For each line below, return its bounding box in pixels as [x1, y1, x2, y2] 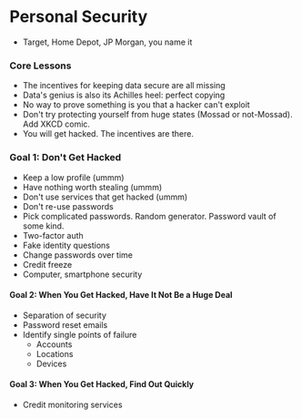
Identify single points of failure [22, 329, 137, 340]
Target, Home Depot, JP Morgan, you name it [22, 36, 193, 47]
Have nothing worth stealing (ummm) [22, 181, 162, 192]
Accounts [35, 339, 73, 350]
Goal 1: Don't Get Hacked [9, 151, 122, 164]
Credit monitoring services [22, 399, 123, 410]
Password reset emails [22, 319, 108, 330]
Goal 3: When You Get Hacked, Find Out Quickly [9, 379, 194, 390]
